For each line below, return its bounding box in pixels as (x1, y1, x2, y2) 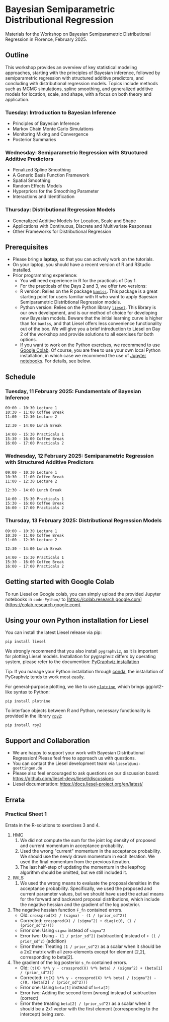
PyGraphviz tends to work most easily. (5, 674, 85, 680)
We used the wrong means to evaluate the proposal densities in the (20, 880, 160, 886)
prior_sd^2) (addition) (20, 938, 66, 944)
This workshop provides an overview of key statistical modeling (5, 64, 137, 70)
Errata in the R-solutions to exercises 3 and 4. (5, 822, 100, 828)
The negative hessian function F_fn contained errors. (12, 907, 123, 913)
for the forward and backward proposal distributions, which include (20, 896, 160, 902)
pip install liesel (5, 639, 46, 645)
